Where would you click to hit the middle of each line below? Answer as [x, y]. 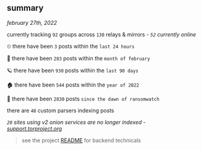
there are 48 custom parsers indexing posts [61, 110]
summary [25, 8]
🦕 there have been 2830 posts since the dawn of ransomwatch [83, 99]
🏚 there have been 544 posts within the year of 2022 [73, 85]
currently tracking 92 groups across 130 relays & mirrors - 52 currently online [102, 34]
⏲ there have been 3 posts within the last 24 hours [71, 46]
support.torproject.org [34, 128]
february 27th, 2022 [32, 22]
